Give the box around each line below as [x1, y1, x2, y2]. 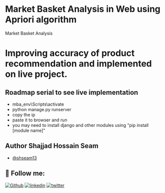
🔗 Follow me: [5, 169, 45, 178]
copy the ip [12, 112, 35, 117]
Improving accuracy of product [5, 48, 135, 59]
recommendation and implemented [5, 58, 152, 70]
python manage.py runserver [12, 106, 71, 112]
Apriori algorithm [5, 14, 77, 25]
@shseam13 [12, 154, 37, 161]
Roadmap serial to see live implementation [5, 88, 138, 97]
